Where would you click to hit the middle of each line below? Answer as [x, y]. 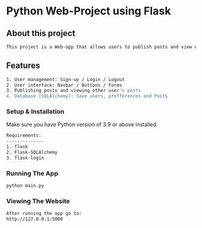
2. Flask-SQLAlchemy [32, 152]
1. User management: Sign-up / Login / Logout [66, 79]
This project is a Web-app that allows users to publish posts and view [99, 47]
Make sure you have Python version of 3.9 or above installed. [82, 125]
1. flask [17, 147]
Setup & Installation [35, 112]
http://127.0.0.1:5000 [35, 219]
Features [23, 66]
